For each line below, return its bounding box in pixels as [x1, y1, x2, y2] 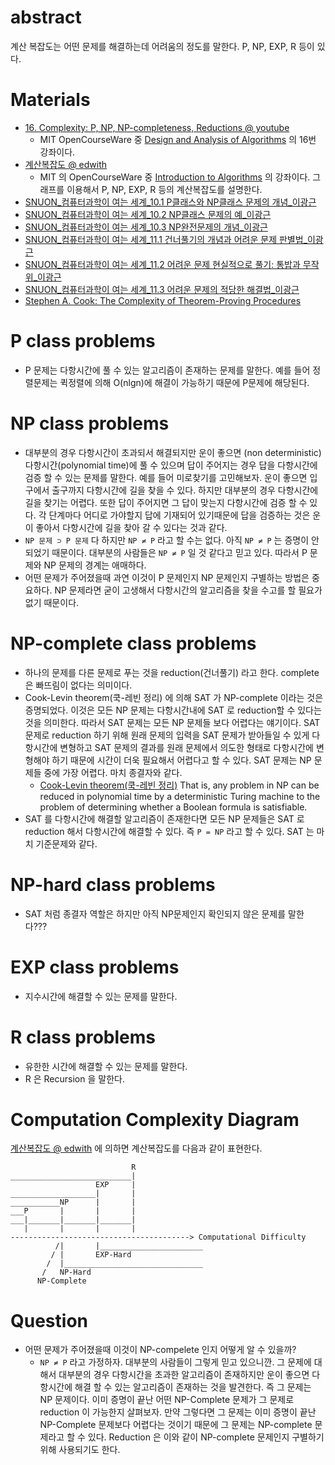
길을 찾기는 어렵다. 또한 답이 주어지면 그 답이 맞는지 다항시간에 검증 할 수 [24, 496, 308, 508]
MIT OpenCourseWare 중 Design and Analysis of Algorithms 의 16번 [39, 133, 317, 145]
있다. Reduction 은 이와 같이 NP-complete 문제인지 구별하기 [87, 1431, 325, 1443]
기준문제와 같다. [35, 837, 98, 850]
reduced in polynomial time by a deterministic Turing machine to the [39, 790, 321, 802]
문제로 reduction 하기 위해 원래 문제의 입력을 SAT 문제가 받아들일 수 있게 [24, 729, 310, 741]
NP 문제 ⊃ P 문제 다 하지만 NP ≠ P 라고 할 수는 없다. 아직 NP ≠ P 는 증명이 [24, 534, 310, 546]
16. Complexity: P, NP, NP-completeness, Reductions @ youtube [24, 121, 290, 133]
